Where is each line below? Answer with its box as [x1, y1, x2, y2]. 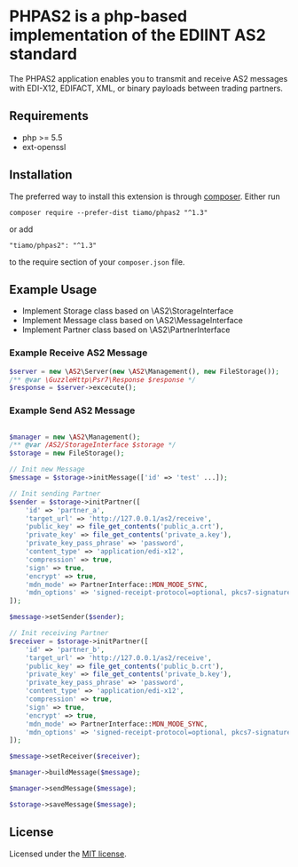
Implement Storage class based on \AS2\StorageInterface [21, 306, 234, 316]
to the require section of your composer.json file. [9, 256, 185, 267]
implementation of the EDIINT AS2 [9, 25, 266, 45]
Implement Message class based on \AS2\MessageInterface [21, 315, 244, 326]
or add [9, 224, 34, 235]
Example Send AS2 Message [9, 404, 136, 417]
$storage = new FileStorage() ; [9, 449, 125, 458]
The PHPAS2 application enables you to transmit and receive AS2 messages [9, 73, 288, 84]
